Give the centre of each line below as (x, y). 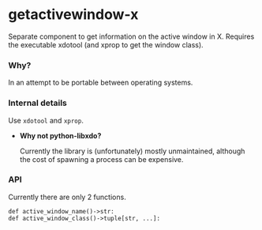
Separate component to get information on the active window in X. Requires (131, 36)
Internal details (37, 103)
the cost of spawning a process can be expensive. (101, 159)
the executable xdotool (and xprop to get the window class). (106, 44)
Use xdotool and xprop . (46, 120)
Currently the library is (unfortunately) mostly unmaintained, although (132, 151)
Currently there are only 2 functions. (67, 197)
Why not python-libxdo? (60, 135)
